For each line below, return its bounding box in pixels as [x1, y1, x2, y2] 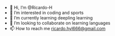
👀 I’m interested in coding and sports [9, 10, 84, 16]
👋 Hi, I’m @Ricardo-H [9, 5, 53, 10]
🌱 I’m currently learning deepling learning [9, 15, 93, 20]
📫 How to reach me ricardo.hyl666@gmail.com [9, 26, 106, 31]
